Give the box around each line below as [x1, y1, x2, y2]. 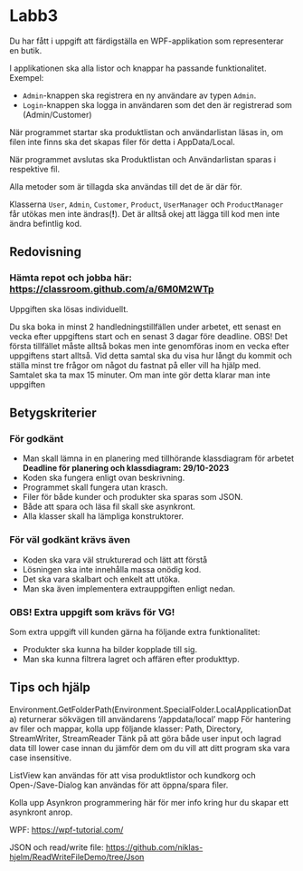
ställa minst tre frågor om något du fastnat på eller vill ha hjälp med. [9, 359, 261, 370]
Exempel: [9, 72, 44, 83]
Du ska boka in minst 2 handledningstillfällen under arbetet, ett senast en [9, 321, 282, 332]
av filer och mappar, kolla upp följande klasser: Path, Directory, [9, 723, 243, 734]
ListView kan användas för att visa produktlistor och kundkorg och [9, 769, 256, 780]
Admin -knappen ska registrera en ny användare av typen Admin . [22, 90, 257, 101]
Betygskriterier [9, 406, 97, 421]
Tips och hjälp [9, 680, 90, 695]
